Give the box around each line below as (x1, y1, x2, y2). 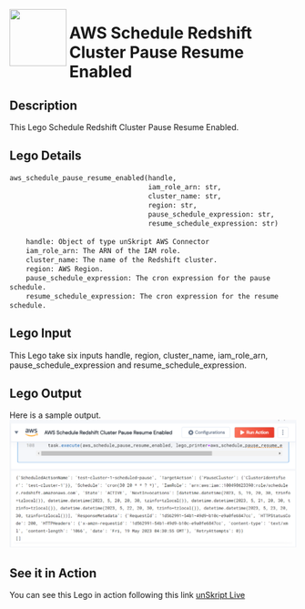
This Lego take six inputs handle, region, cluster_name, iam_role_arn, (9, 350, 269, 360)
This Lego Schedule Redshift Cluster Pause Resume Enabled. (9, 122, 239, 132)
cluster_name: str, (147, 191, 222, 200)
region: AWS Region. (25, 264, 104, 273)
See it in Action (9, 565, 97, 581)
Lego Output (9, 386, 82, 401)
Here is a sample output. (9, 410, 102, 421)
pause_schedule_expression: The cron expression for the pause (25, 273, 271, 282)
